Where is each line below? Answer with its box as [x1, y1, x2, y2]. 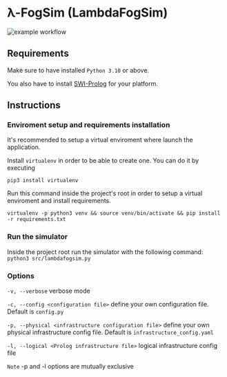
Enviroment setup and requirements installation [7, 120, 170, 130]
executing [7, 164, 36, 172]
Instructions [7, 99, 61, 111]
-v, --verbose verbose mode [7, 287, 91, 295]
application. [7, 143, 41, 151]
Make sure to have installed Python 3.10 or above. [7, 66, 150, 74]
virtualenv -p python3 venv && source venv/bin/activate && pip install [7, 210, 221, 217]
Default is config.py [7, 307, 64, 316]
